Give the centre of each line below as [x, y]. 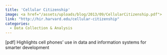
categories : [17, 24]
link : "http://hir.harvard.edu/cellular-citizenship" [62, 19]
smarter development [27, 48]
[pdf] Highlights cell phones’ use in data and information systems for [76, 42]
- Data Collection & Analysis [41, 28]
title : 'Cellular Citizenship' [38, 10]
